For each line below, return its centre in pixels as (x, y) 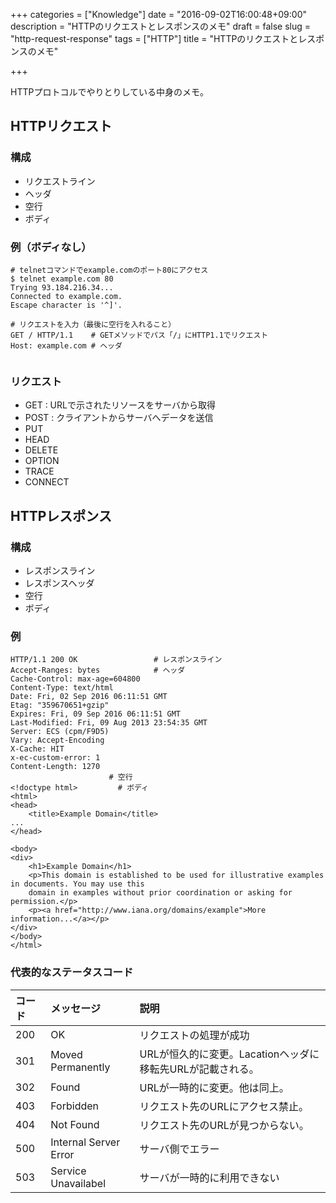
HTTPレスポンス (61, 515)
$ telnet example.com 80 (62, 279)
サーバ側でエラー (179, 1149)
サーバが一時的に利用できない (209, 1177)
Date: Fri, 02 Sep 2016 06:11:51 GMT (89, 697)
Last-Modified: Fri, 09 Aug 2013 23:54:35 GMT (109, 723)
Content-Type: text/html (62, 688)
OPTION (42, 461)
